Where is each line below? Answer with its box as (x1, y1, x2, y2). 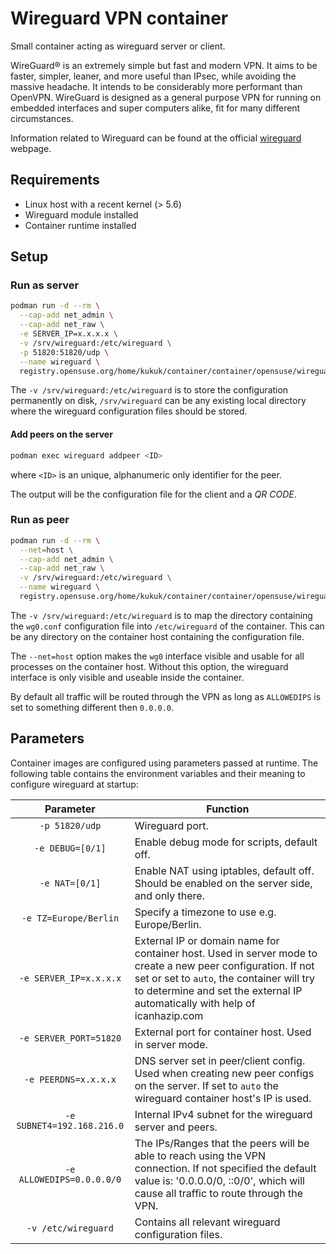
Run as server (10, 278, 80, 292)
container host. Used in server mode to (134, 946, 318, 960)
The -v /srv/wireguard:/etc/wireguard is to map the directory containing (10, 609, 313, 621)
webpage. (10, 142, 52, 154)
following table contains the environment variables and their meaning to (10, 767, 306, 779)
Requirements (10, 172, 100, 189)
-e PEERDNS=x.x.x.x (23, 1073, 117, 1085)
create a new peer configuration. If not (134, 958, 315, 972)
